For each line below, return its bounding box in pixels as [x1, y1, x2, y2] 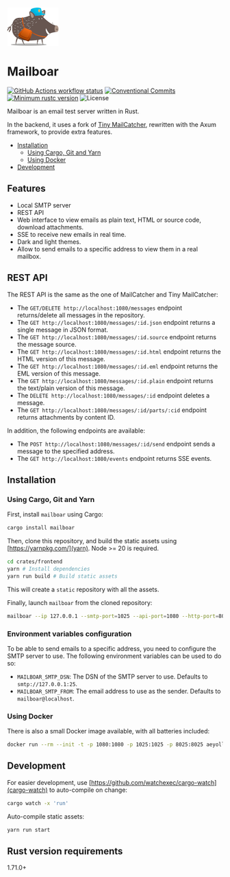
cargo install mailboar [7, 525, 75, 532]
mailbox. [16, 252, 42, 260]
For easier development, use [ [7, 778, 92, 786]
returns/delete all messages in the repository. [16, 310, 145, 319]
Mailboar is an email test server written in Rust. [7, 107, 140, 115]
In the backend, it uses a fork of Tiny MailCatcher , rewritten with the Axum [7, 120, 217, 128]
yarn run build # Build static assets [7, 573, 118, 580]
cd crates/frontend [7, 558, 63, 565]
